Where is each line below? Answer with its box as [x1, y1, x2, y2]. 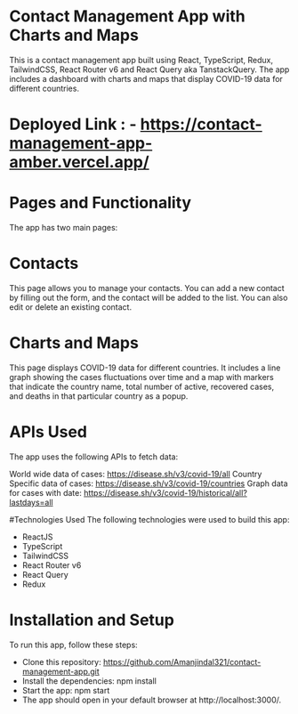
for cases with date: [9, 487, 82, 498]
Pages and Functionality [9, 193, 192, 213]
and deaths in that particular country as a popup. [9, 390, 189, 402]
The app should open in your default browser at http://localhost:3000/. [21, 694, 282, 705]
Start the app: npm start [21, 685, 110, 695]
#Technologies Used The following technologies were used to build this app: [9, 514, 290, 524]
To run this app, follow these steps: [9, 639, 138, 650]
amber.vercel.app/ [9, 152, 149, 173]
